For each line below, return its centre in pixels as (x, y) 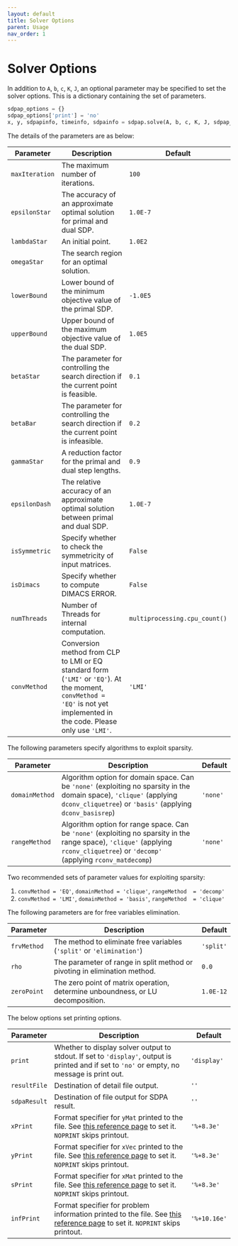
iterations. (78, 183)
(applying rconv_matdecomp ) (107, 859)
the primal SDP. (87, 309)
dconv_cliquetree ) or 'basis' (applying (127, 804)
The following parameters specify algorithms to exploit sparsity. (100, 748)
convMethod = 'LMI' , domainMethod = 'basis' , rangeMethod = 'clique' (121, 898)
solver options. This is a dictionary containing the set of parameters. (107, 96)
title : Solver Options (41, 21)
